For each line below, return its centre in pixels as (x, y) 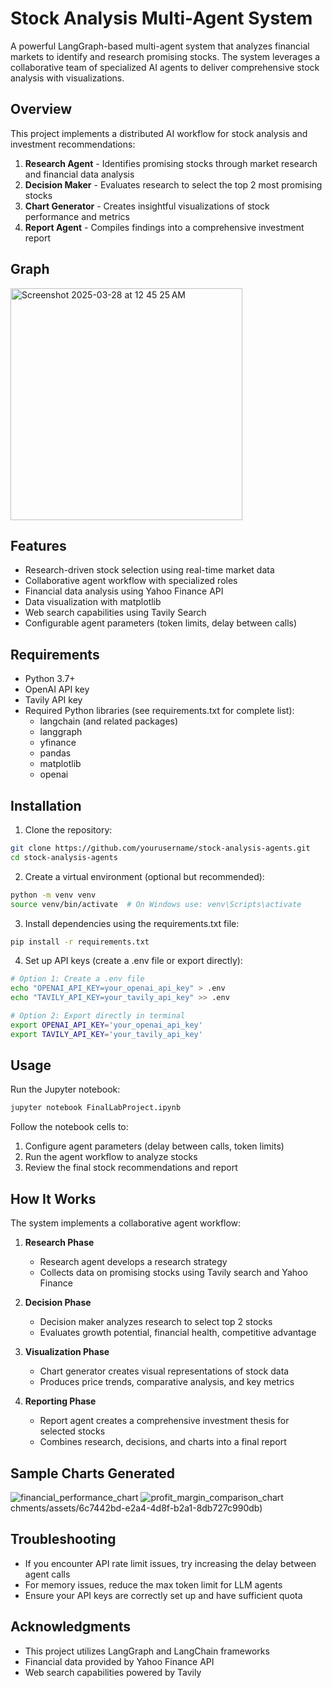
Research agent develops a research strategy (133, 1262)
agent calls (47, 1574)
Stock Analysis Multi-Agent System (161, 18)
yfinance (58, 743)
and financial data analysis (79, 174)
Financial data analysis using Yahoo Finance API (124, 591)
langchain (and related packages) (109, 721)
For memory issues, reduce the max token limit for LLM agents (153, 1584)
